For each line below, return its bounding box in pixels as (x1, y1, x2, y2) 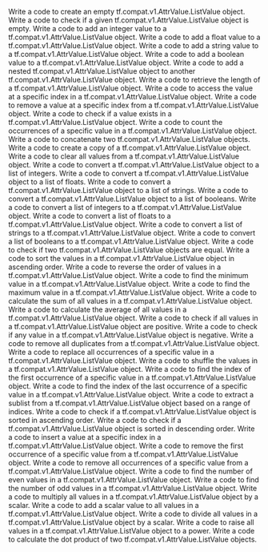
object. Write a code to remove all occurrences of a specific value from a (8, 458, 249, 467)
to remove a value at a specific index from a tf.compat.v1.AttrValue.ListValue (8, 100, 259, 110)
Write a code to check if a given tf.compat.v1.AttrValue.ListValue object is (8, 15, 250, 25)
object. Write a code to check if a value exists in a (8, 109, 172, 119)
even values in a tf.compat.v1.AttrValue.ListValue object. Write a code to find (8, 475, 260, 484)
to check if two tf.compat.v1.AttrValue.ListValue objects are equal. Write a (8, 245, 250, 255)
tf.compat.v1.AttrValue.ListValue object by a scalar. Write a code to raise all (8, 518, 254, 527)
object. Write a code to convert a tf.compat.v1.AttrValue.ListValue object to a (8, 160, 260, 169)
